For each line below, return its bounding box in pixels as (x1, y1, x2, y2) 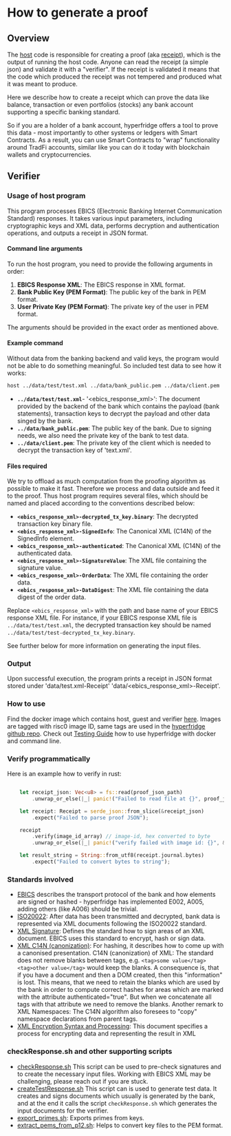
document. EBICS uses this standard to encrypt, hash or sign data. (16, 934, 206, 942)
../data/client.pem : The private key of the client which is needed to (16, 438, 211, 447)
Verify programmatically (7, 753, 91, 763)
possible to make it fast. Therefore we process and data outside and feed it (7, 485, 220, 493)
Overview (7, 32, 50, 44)
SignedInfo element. (16, 534, 74, 542)
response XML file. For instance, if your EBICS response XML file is (7, 613, 197, 622)
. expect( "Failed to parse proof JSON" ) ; (32, 814, 149, 821)
